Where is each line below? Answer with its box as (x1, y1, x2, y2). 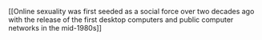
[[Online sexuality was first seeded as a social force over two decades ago (8, 7, 255, 16)
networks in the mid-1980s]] (8, 24, 103, 32)
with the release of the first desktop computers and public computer (8, 15, 234, 24)
